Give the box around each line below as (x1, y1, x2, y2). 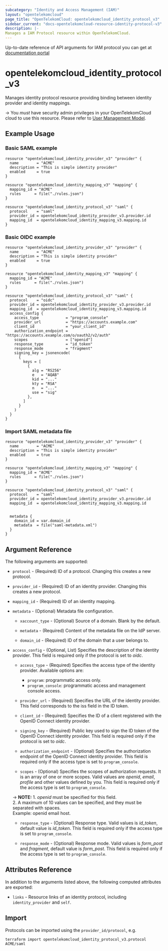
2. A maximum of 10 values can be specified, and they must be (12, 799, 142, 806)
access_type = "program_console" (14, 315, 108, 320)
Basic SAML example (5, 145, 57, 152)
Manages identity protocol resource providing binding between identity (5, 94, 151, 100)
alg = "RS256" (31, 368, 61, 373)
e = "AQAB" (31, 372, 59, 377)
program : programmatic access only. (27, 677, 101, 683)
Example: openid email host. (12, 810, 71, 816)
